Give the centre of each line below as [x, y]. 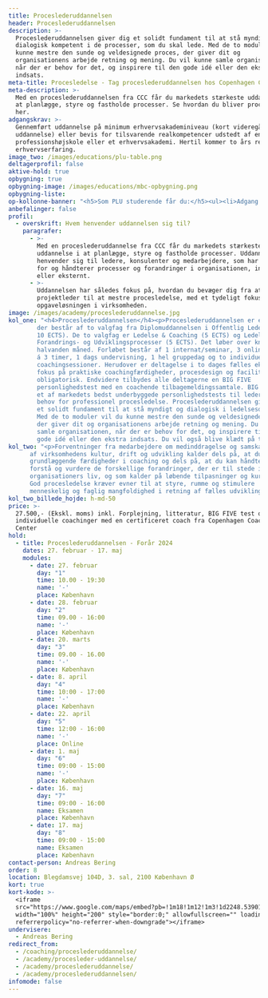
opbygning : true [35, 179]
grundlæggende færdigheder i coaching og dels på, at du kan [133, 461]
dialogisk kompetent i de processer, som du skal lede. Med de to [128, 46]
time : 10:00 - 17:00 [71, 692]
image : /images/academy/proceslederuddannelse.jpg [94, 312]
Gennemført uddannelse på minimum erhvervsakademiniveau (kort [122, 127]
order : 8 [23, 870]
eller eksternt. [64, 276]
